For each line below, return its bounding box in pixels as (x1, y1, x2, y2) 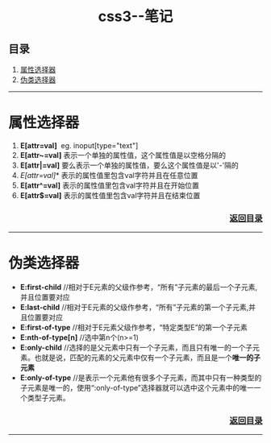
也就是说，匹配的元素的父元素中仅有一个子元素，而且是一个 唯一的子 (34, 353, 261, 362)
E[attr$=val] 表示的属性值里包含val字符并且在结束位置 (19, 190, 201, 200)
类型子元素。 (27, 393, 70, 403)
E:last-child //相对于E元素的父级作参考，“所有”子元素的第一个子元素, (19, 303, 249, 313)
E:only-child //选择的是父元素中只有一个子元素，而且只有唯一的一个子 (19, 343, 253, 353)
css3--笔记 (98, 7, 173, 26)
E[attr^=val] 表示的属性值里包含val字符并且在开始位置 (19, 180, 199, 190)
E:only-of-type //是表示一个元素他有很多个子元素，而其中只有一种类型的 (19, 373, 262, 383)
